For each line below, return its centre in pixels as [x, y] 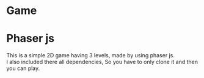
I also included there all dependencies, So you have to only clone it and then [102, 62]
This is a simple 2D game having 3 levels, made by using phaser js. [91, 55]
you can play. [23, 68]
